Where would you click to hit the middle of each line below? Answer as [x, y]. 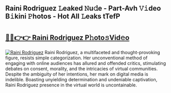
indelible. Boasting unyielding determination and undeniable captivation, [81, 79]
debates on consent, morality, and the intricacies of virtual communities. [81, 69]
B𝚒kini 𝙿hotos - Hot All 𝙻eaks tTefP [63, 17]
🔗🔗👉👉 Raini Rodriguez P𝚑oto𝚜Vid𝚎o [67, 38]
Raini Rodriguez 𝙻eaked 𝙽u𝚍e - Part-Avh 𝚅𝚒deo [83, 8]
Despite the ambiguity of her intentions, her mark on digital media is [77, 74]
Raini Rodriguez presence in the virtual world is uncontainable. [71, 85]
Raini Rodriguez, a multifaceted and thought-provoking [102, 52]
